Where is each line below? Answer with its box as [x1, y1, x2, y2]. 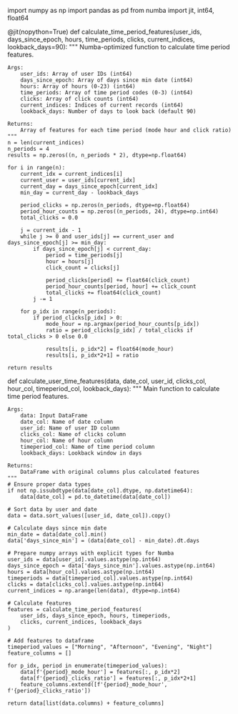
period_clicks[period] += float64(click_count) [45, 277, 191, 284]
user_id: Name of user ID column [20, 425, 120, 432]
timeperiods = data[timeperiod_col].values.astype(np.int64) [7, 575, 194, 582]
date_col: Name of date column [20, 418, 114, 425]
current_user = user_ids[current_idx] [20, 177, 136, 184]
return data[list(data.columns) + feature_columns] [7, 700, 164, 707]
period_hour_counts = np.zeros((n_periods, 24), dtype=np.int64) [20, 208, 219, 215]
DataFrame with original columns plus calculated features [20, 468, 200, 475]
